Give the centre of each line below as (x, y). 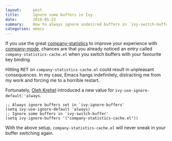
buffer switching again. (29, 133)
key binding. (18, 60)
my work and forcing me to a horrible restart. (52, 80)
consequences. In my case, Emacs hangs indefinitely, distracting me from (83, 75)
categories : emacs (25, 29)
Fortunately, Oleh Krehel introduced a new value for (60, 90)
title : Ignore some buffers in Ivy (49, 15)
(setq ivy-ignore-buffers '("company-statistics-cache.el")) (72, 118)
